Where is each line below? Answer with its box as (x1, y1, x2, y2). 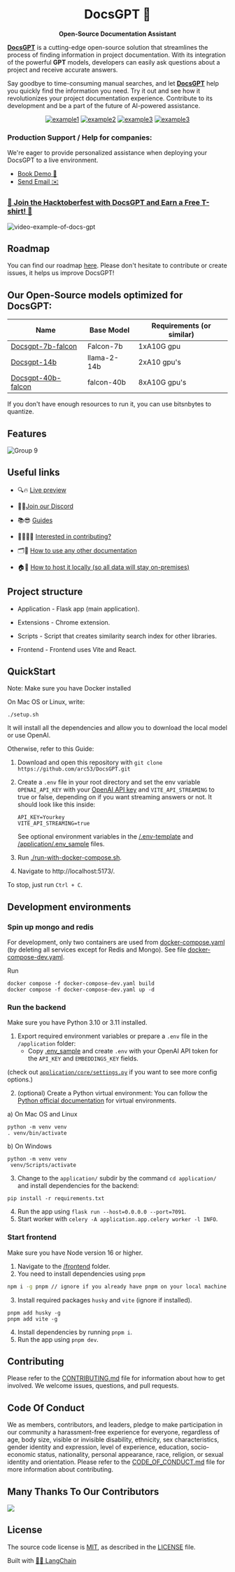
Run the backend (7, 1003, 66, 1013)
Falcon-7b (87, 342, 124, 352)
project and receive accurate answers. (7, 65, 118, 74)
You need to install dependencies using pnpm (17, 1270, 145, 1278)
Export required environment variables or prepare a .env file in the (17, 1032, 208, 1041)
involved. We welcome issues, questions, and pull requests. (7, 1382, 179, 1390)
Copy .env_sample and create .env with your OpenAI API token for (27, 1047, 218, 1055)
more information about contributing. (7, 1465, 114, 1474)
